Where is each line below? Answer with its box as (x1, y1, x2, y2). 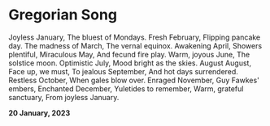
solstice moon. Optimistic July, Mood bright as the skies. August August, (8, 58, 252, 68)
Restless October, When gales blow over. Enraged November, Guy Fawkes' (8, 75, 260, 85)
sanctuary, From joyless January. (8, 92, 120, 102)
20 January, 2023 (8, 107, 71, 118)
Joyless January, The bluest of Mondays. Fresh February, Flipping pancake (8, 32, 261, 42)
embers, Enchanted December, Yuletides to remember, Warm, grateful (8, 83, 244, 94)
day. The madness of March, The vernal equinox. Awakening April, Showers (8, 40, 263, 50)
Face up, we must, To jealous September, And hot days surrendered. (8, 66, 238, 76)
